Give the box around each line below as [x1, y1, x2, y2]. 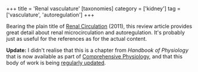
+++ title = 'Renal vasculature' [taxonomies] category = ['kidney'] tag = [6, 5, 181, 12]
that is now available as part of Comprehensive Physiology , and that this [6, 53, 183, 60]
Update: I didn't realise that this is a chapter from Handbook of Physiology [6, 47, 189, 54]
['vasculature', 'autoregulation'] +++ [6, 11, 95, 18]
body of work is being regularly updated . [6, 59, 106, 66]
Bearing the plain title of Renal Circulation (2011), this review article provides [6, 23, 192, 30]
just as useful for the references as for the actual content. [6, 35, 147, 42]
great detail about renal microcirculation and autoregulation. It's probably [6, 29, 186, 36]
